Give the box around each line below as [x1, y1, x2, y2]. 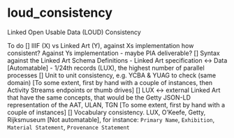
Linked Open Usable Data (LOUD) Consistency [7, 28, 141, 36]
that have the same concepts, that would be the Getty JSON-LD [7, 93, 191, 102]
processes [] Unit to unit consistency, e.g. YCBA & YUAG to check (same [7, 71, 217, 79]
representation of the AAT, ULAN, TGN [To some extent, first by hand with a [7, 100, 226, 109]
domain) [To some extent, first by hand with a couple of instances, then [7, 78, 213, 86]
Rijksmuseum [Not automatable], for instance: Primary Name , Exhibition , [7, 115, 215, 123]
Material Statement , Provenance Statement [7, 123, 131, 131]
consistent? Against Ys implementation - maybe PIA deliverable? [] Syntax [7, 49, 220, 57]
